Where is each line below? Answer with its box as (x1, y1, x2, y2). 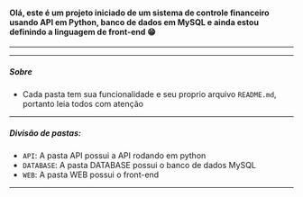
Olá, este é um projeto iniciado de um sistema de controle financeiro (9, 7, 270, 18)
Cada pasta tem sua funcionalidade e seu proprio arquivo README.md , (22, 89, 277, 100)
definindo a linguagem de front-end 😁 (9, 26, 156, 37)
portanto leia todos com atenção (22, 99, 144, 110)
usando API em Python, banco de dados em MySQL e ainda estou (9, 16, 260, 27)
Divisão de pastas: (9, 127, 81, 139)
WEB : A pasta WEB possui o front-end (22, 169, 160, 180)
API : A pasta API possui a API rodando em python (22, 150, 207, 161)
